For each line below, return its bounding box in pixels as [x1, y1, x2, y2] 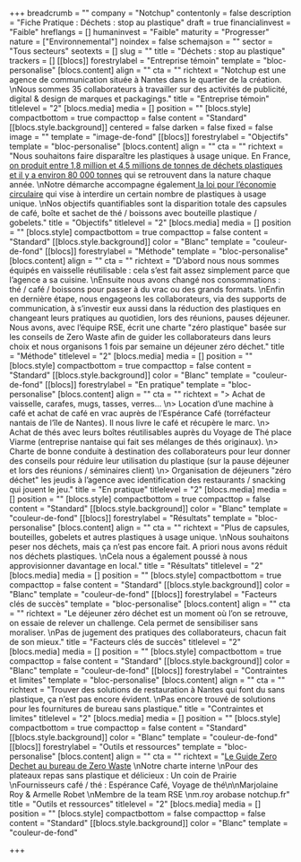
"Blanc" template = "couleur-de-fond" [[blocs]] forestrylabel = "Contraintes [9, 666, 288, 675]
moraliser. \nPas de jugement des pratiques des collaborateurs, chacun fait [9, 627, 287, 638]
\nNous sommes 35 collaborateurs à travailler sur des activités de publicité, [9, 84, 288, 94]
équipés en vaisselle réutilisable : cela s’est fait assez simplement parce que [9, 265, 290, 275]
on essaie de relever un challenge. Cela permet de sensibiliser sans [9, 618, 259, 628]
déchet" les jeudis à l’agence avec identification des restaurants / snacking [9, 475, 287, 485]
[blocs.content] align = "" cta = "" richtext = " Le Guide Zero [57, 751, 278, 762]
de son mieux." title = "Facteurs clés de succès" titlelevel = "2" [9, 637, 242, 647]
